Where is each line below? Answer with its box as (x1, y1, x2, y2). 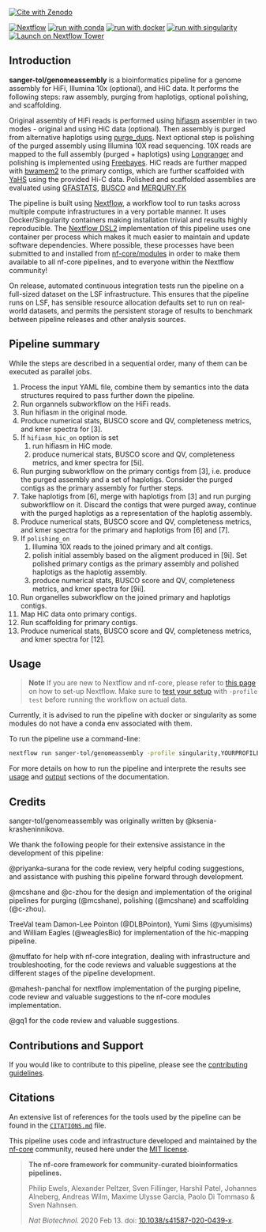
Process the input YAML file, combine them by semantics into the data (20, 382, 249, 392)
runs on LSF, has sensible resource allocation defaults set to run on (9, 298, 228, 307)
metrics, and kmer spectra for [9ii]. (32, 584, 146, 593)
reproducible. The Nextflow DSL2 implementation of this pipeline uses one (9, 223, 251, 233)
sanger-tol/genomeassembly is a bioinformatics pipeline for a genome (9, 75, 242, 85)
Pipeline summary (9, 337, 100, 351)
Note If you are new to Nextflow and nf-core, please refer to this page (28, 678, 256, 688)
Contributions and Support (9, 1039, 144, 1052)
